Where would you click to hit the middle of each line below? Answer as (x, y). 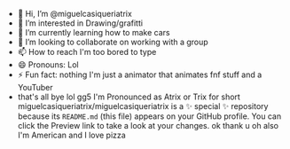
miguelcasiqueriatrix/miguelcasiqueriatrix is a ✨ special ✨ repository (143, 106)
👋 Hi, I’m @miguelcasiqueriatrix (75, 14)
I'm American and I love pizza (71, 135)
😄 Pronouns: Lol (48, 65)
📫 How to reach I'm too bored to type (87, 52)
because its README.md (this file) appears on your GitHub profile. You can (149, 116)
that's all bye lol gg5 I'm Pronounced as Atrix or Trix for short (129, 97)
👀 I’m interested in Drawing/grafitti (80, 23)
